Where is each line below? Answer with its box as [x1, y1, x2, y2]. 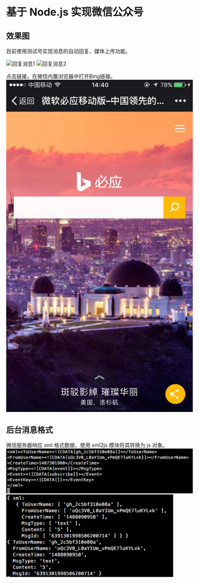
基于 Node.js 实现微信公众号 [6, 5, 144, 19]
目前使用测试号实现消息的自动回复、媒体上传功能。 [6, 48, 131, 54]
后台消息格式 [6, 424, 53, 435]
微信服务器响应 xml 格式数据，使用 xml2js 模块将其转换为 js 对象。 [6, 442, 168, 449]
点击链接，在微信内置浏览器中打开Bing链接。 [6, 73, 116, 80]
